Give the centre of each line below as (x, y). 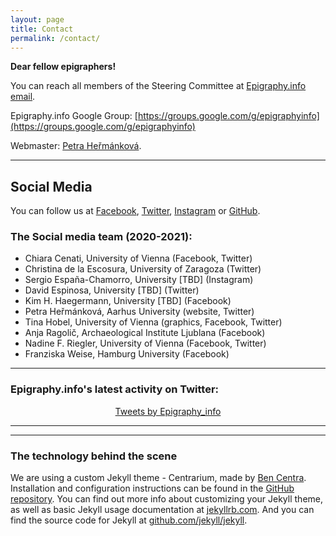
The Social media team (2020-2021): (101, 237)
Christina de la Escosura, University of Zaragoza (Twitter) (143, 269)
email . (23, 97)
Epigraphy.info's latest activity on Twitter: (115, 389)
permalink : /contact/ (55, 38)
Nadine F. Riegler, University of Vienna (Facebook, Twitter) (145, 343)
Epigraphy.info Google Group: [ (74, 116)
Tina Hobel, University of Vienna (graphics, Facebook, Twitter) (153, 322)
